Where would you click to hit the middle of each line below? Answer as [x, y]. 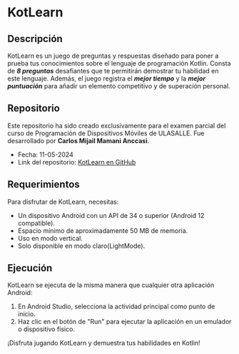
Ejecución [30, 268]
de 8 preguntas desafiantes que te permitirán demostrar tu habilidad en [113, 71]
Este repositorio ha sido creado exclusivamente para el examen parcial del [117, 125]
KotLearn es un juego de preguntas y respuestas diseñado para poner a [113, 56]
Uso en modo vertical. [50, 238]
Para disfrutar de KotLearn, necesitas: [63, 202]
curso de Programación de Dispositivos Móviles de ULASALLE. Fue [106, 133]
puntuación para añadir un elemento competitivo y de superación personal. [119, 86]
